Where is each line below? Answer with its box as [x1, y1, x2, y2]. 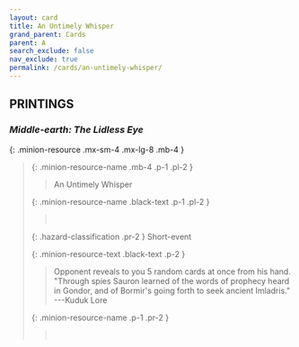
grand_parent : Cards [9, 30, 87, 39]
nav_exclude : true [9, 55, 78, 64]
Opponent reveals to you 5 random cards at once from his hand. [53, 266, 292, 277]
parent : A [9, 38, 47, 48]
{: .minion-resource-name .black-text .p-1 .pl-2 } [31, 196, 210, 207]
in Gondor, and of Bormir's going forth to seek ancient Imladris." [53, 285, 290, 296]
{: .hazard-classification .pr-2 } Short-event [31, 231, 192, 242]
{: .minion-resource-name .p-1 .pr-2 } [31, 312, 169, 323]
